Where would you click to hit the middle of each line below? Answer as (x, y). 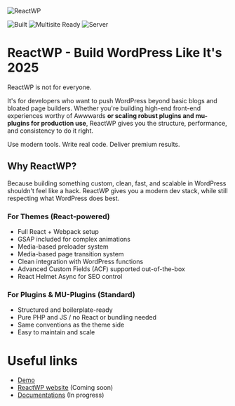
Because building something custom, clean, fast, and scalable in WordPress (117, 183)
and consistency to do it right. (50, 131)
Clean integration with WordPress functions (80, 262)
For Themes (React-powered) (59, 216)
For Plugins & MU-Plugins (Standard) (71, 294)
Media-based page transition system (70, 254)
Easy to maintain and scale (56, 332)
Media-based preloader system (63, 247)
